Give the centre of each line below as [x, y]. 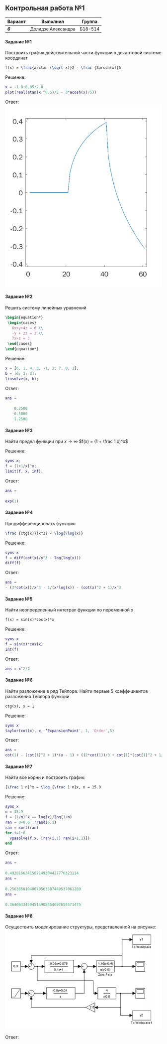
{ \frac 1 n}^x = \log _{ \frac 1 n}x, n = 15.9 [53, 787]
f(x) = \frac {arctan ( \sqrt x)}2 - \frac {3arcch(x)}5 [63, 68]
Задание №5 [19, 599]
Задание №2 [19, 297]
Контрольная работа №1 [45, 8]
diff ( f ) [13, 563]
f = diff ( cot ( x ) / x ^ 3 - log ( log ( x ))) [43, 558]
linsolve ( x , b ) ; [22, 379]
